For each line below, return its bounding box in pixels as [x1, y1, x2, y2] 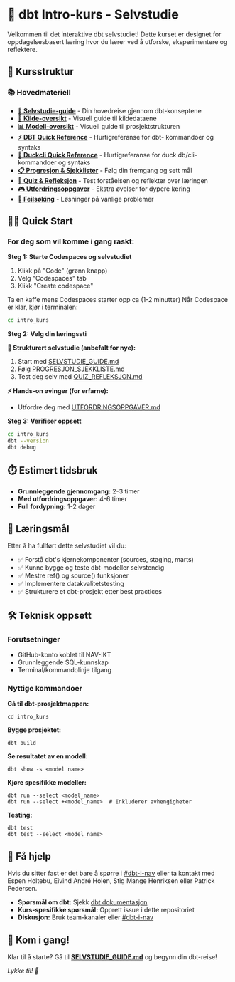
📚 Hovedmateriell [7, 88, 71, 98]
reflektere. [7, 45, 38, 53]
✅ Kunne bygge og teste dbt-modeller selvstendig [17, 563, 165, 572]
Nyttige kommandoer [7, 684, 83, 694]
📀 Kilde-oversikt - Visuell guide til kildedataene [17, 114, 158, 122]
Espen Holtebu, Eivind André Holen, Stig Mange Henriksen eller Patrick [7, 877, 215, 885]
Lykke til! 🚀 [7, 966, 39, 975]
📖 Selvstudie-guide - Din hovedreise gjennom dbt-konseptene [17, 106, 202, 115]
